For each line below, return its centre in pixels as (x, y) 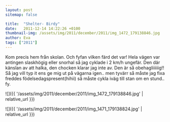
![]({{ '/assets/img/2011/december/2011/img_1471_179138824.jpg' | (74, 109)
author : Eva (18, 38)
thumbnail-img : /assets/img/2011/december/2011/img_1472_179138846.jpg (82, 33)
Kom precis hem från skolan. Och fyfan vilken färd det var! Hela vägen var (83, 57)
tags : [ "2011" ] (21, 43)
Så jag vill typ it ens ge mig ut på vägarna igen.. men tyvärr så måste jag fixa (85, 73)
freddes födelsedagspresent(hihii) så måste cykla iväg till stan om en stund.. (85, 78)
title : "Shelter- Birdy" (32, 24)
